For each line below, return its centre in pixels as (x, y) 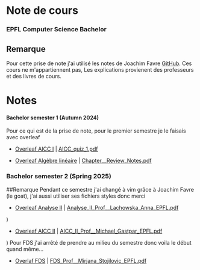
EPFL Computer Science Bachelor (56, 30)
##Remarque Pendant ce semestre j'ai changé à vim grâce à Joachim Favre (100, 189)
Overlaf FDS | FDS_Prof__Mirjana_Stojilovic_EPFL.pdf (81, 260)
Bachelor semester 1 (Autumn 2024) (53, 118)
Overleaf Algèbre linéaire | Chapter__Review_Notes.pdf (83, 161)
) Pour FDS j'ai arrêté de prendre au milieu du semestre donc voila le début (99, 242)
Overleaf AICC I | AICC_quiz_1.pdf (56, 149)
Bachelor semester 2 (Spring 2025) (59, 177)
